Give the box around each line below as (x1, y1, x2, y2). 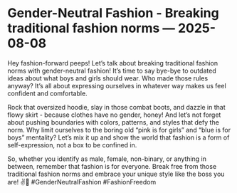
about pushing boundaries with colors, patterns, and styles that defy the (7, 118, 219, 126)
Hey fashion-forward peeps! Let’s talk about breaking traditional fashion (7, 58, 218, 67)
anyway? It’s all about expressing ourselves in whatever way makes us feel (7, 81, 226, 90)
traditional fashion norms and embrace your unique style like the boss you (7, 169, 225, 178)
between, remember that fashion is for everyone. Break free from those (7, 162, 217, 170)
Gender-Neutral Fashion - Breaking (7, 5, 219, 21)
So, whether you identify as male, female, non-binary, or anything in (7, 155, 206, 163)
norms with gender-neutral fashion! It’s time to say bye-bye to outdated (7, 66, 216, 75)
